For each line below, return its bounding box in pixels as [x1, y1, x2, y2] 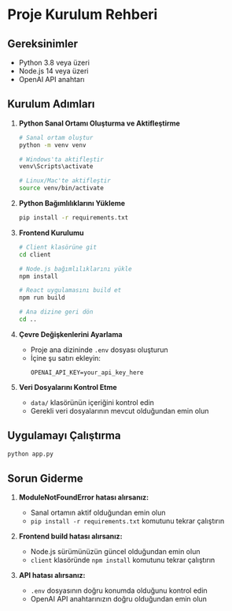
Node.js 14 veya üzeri [18, 66, 89, 76]
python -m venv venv [18, 141, 87, 149]
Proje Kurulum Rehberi [7, 6, 158, 24]
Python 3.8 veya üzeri [18, 58, 90, 67]
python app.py [7, 450, 54, 458]
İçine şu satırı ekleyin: [30, 353, 101, 362]
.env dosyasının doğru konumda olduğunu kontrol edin [30, 586, 208, 595]
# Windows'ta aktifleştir [18, 156, 104, 163]
